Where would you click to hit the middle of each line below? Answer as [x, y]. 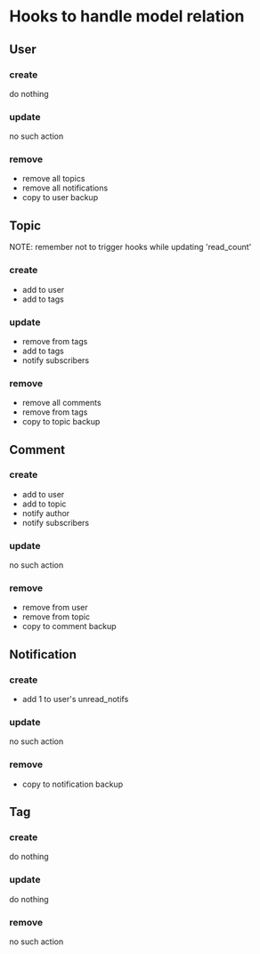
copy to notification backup [72, 784]
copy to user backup [60, 198]
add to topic [44, 504]
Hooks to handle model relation [127, 16]
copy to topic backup [61, 422]
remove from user [55, 608]
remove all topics [53, 179]
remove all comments [61, 403]
